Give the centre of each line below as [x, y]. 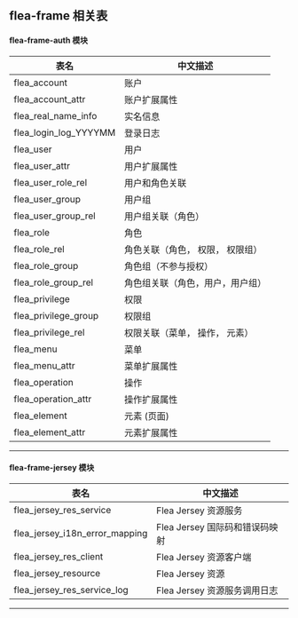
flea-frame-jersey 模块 [52, 468]
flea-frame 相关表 [59, 16]
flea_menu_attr [44, 365]
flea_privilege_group [56, 315]
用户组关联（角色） [164, 216]
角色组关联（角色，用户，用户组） [195, 282]
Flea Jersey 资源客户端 [204, 557]
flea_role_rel [39, 249]
